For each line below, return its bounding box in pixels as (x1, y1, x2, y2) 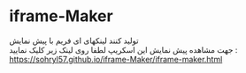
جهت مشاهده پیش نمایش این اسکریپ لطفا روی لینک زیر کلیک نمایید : (9, 44, 238, 55)
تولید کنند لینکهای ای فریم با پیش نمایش (9, 35, 139, 46)
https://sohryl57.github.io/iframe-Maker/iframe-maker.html (9, 54, 223, 64)
